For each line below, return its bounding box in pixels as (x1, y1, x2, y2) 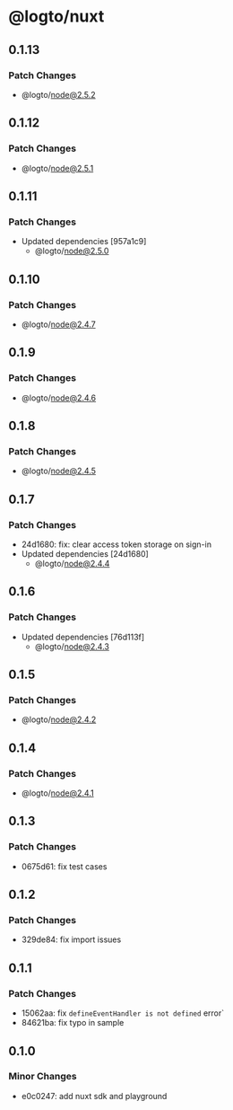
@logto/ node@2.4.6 (21, 392, 97, 403)
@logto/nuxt (8, 6, 105, 27)
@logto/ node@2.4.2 (21, 714, 97, 725)
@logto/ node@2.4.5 (21, 465, 96, 477)
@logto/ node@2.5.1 (21, 163, 94, 173)
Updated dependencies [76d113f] (21, 631, 145, 642)
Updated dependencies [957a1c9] (21, 236, 147, 247)
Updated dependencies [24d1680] (21, 549, 149, 559)
